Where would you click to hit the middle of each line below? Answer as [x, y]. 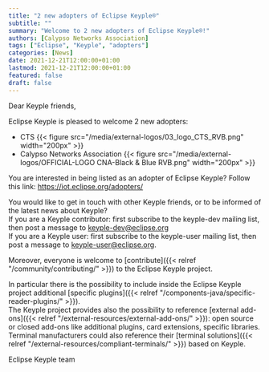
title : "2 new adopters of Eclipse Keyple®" [84, 16]
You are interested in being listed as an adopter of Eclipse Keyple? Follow [129, 178]
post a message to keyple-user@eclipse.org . [82, 245]
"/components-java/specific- [208, 293]
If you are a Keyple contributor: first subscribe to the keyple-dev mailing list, [134, 219]
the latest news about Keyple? [58, 210]
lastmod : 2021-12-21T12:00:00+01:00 [69, 68]
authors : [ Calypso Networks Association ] [79, 38]
